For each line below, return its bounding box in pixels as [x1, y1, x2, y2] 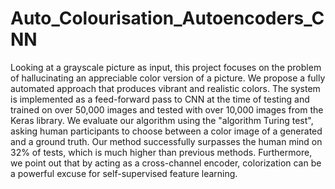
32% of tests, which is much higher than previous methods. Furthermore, [10, 146, 313, 158]
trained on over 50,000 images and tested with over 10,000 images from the [10, 103, 324, 116]
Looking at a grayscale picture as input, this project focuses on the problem [10, 61, 322, 73]
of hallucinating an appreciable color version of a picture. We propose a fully [10, 72, 326, 84]
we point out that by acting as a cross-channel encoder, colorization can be [10, 157, 322, 169]
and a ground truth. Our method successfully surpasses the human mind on [10, 135, 323, 147]
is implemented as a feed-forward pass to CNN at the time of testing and [10, 93, 310, 105]
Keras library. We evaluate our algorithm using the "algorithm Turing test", [10, 114, 314, 126]
